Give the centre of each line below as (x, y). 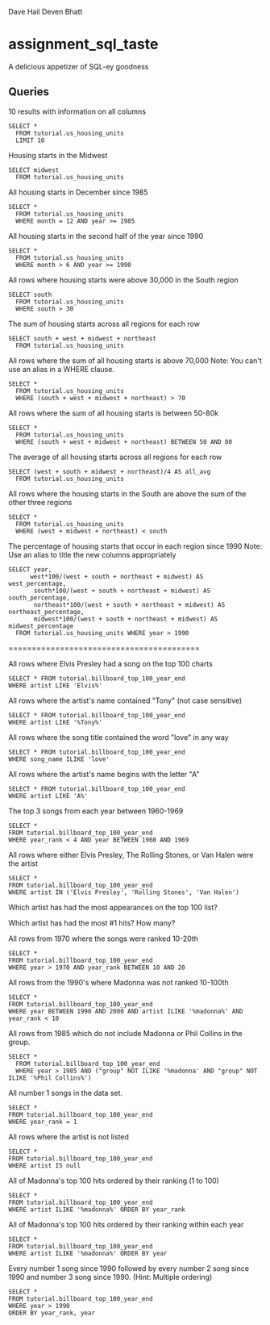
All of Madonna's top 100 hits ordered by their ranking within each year (126, 1224)
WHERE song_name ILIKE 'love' (59, 759)
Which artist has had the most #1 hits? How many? (92, 922)
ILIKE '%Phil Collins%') (50, 1078)
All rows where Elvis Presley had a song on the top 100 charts (111, 663)
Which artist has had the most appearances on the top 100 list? (113, 907)
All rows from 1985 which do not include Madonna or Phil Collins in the (126, 1033)
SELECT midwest (34, 170)
